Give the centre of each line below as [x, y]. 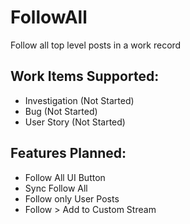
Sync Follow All [56, 188]
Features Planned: [68, 153]
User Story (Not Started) [75, 122]
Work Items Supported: [85, 76]
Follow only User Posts [72, 198]
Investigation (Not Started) [79, 100]
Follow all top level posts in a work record [96, 45]
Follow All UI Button [65, 177]
